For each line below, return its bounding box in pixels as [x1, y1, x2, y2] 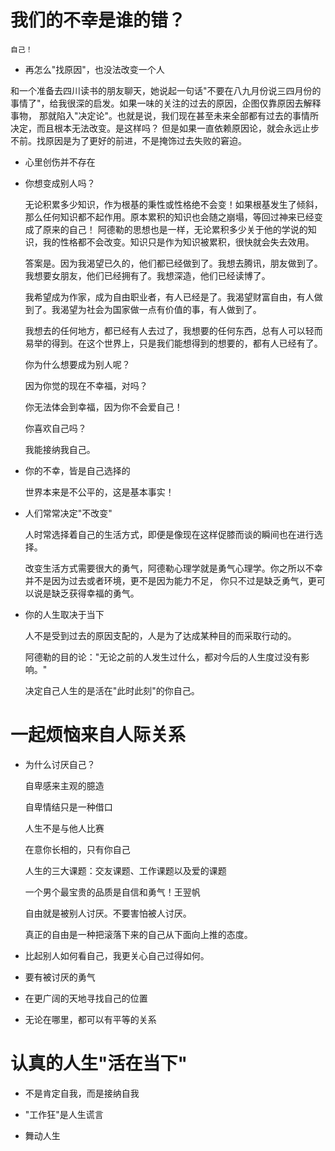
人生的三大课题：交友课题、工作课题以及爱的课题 [24, 864, 227, 876]
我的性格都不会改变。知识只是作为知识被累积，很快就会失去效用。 [42, 236, 315, 248]
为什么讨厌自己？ [24, 758, 96, 770]
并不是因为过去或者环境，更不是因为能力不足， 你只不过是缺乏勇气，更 [24, 574, 317, 586]
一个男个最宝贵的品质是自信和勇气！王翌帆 [24, 886, 201, 898]
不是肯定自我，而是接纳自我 [24, 1087, 140, 1099]
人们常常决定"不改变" [24, 507, 113, 519]
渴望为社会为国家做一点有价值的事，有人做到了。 [59, 303, 262, 315]
